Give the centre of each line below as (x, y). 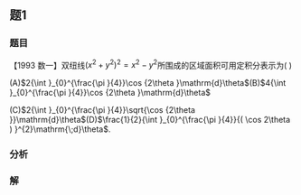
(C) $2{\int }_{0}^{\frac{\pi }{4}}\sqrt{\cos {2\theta (103, 110)
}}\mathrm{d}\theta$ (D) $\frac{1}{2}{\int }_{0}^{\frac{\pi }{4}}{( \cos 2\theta (150, 120)
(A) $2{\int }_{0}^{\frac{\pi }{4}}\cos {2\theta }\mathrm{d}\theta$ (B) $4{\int (148, 83)
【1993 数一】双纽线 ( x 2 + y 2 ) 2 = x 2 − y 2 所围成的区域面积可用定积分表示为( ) (150, 64)
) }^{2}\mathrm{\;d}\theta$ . (60, 129)
